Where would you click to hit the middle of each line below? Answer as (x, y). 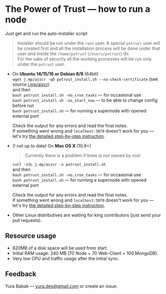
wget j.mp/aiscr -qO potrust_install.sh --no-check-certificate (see (85, 79)
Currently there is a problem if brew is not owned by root (83, 155)
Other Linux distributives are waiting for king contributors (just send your (86, 215)
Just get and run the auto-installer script (46, 33)
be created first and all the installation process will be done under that (88, 48)
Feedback (21, 274)
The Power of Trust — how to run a (78, 9)
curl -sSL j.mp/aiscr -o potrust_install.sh (59, 164)
